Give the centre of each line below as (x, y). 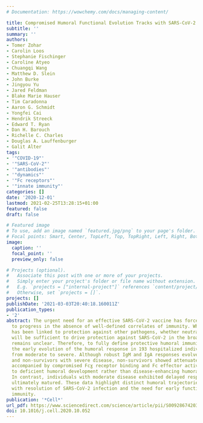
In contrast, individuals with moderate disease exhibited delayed (98, 377)
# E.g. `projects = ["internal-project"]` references (78, 287)
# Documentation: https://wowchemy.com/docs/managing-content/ (88, 12)
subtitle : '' (23, 28)
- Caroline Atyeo (28, 62)
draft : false (23, 215)
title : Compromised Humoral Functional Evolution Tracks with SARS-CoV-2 (101, 23)
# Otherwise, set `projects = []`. (54, 293)
